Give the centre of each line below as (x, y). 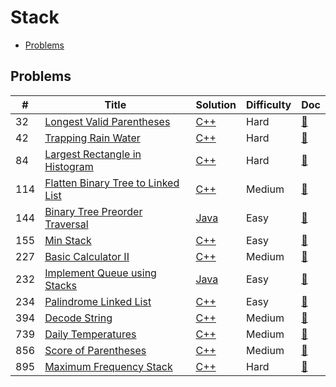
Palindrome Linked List (98, 301)
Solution (216, 104)
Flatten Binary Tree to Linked (112, 183)
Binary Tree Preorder (93, 211)
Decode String (78, 318)
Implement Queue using (100, 273)
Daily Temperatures (90, 334)
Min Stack (68, 240)
